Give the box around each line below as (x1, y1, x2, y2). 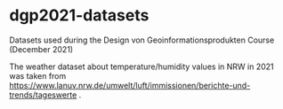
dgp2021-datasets (9, 5, 150, 26)
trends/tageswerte (9, 90, 77, 100)
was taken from (9, 70, 67, 81)
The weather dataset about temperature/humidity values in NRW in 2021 (9, 61, 274, 72)
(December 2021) (9, 43, 74, 54)
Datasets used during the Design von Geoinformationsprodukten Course (9, 35, 275, 45)
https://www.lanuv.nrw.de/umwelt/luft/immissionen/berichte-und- (9, 80, 251, 90)
